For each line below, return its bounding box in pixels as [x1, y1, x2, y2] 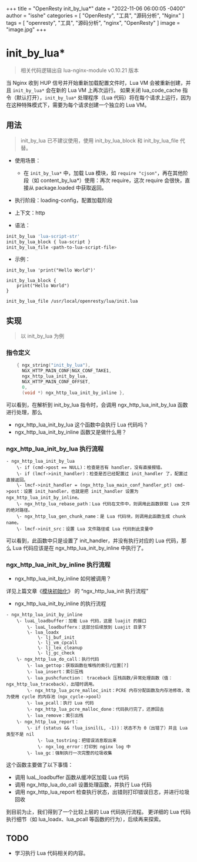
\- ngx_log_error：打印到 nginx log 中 [37, 744, 131, 750]
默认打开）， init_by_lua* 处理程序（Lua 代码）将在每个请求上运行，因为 [16, 94, 191, 101]
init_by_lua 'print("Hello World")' [6, 267, 96, 273]
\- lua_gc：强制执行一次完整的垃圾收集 [27, 750, 113, 756]
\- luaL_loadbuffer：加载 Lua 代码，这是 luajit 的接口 [16, 618, 147, 624]
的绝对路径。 [6, 508, 33, 513]
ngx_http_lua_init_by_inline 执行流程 [6, 561, 111, 569]
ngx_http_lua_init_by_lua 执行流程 [6, 445, 104, 453]
